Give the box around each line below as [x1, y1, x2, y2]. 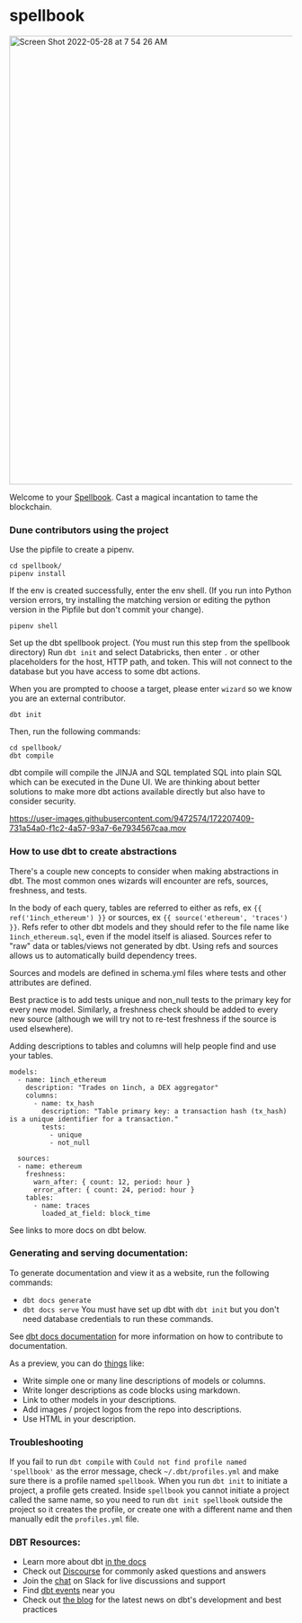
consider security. [9, 796, 76, 807]
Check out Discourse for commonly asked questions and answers [22, 1565, 267, 1577]
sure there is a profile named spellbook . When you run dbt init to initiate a [9, 1476, 288, 1486]
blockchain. [9, 501, 52, 512]
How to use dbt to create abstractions [9, 846, 177, 858]
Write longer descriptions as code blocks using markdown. [22, 1385, 241, 1396]
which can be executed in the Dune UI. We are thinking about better [9, 776, 261, 787]
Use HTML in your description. [22, 1413, 137, 1424]
